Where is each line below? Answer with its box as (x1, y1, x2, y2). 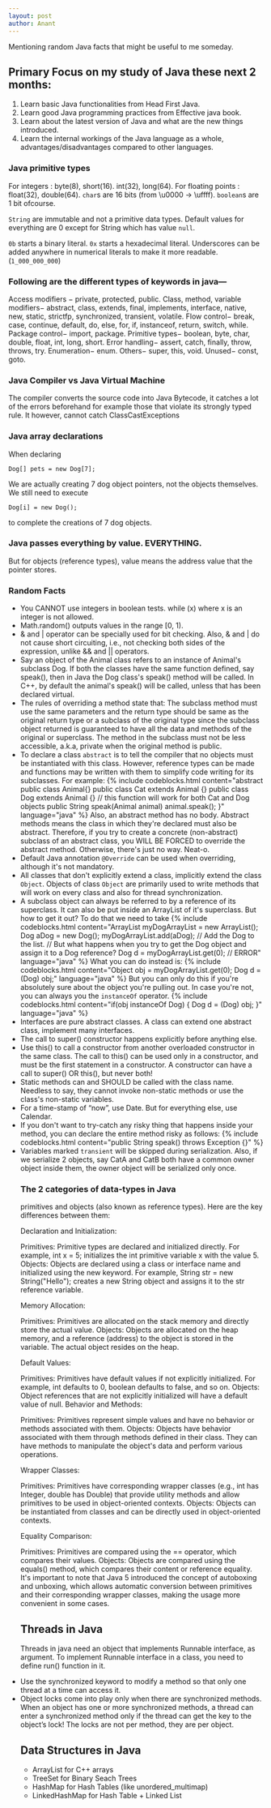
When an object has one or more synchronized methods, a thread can (19, 1703, 254, 1712)
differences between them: (19, 1210, 111, 1220)
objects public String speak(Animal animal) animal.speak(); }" (19, 802, 225, 812)
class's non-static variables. (19, 1095, 115, 1104)
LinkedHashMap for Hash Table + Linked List (32, 1791, 182, 1801)
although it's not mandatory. (19, 862, 115, 872)
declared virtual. (19, 690, 75, 700)
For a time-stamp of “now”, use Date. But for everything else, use (19, 1103, 238, 1113)
